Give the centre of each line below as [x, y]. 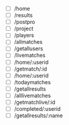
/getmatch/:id [31, 69]
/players [24, 36]
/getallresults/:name [38, 116]
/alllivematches [32, 95]
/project [24, 28]
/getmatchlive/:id [34, 102]
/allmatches [28, 42]
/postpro [24, 22]
